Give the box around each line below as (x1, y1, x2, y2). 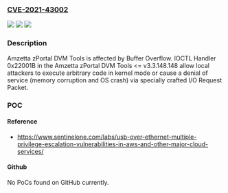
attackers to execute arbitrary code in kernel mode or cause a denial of (7, 69, 208, 77)
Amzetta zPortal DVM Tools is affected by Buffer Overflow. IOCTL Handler (7, 54, 216, 63)
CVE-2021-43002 (7, 5, 69, 14)
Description (7, 38, 47, 48)
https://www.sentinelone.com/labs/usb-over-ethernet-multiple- (16, 133, 197, 141)
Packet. (7, 83, 29, 91)
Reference (7, 117, 38, 126)
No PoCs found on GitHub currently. (7, 178, 109, 186)
